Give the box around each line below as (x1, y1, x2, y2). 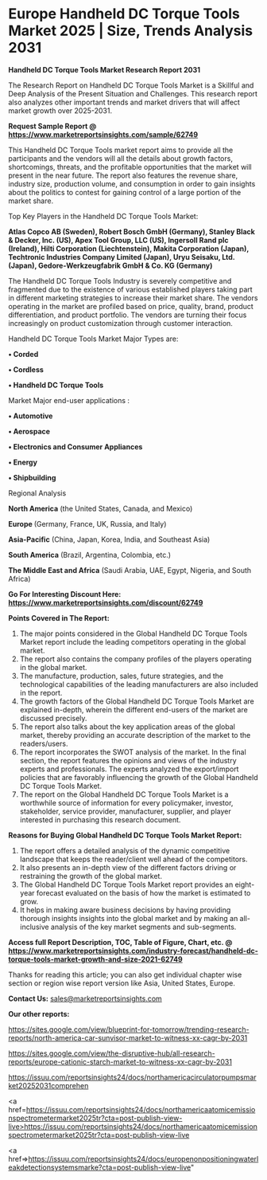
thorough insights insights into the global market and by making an (19, 913, 238, 923)
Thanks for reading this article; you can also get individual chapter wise (8, 970, 242, 979)
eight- (234, 880, 255, 889)
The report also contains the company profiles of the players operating (19, 654, 252, 664)
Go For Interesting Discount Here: (8, 589, 122, 598)
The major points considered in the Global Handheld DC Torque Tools (19, 629, 248, 638)
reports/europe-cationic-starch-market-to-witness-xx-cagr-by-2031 (8, 1057, 233, 1066)
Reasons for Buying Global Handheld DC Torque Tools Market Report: (8, 830, 242, 840)
